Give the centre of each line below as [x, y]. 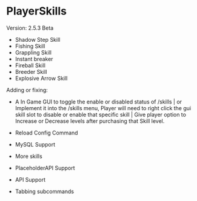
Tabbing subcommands [45, 191]
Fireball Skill [30, 65]
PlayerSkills [36, 11]
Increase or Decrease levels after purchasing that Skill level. [90, 121]
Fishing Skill [30, 46]
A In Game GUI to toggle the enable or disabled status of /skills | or [98, 102]
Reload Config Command [46, 133]
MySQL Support [35, 144]
